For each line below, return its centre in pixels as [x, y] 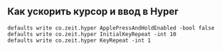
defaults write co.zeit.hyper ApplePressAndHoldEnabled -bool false [111, 28]
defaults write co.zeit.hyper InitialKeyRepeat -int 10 [92, 34]
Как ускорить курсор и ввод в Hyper [93, 12]
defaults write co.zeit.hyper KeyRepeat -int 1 [79, 40]
